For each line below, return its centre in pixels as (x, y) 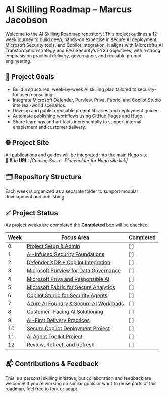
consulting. (43, 94)
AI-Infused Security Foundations (66, 254)
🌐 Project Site (27, 143)
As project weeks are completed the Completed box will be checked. (77, 225)
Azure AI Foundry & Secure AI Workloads (75, 304)
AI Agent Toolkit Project (55, 337)
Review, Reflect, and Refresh (61, 345)
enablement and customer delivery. (49, 127)
